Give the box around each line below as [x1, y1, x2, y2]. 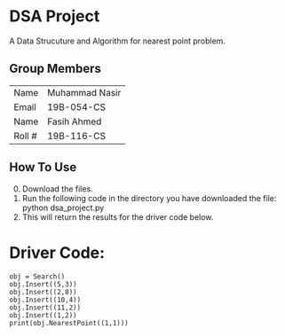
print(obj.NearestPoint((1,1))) [9, 318, 129, 327]
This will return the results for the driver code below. [21, 211, 214, 223]
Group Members [9, 61, 102, 76]
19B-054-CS [47, 100, 107, 113]
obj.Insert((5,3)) [9, 279, 77, 289]
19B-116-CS [47, 129, 107, 142]
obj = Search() [9, 272, 66, 281]
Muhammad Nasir [47, 86, 122, 98]
